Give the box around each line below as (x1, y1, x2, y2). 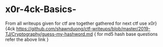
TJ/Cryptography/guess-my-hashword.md (5, 31, 93, 37)
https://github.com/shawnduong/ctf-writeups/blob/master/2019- (16, 25, 150, 31)
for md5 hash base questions (97, 31, 158, 37)
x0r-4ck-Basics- (5, 4, 77, 15)
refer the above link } (5, 36, 49, 42)
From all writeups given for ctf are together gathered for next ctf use (5, 20, 147, 26)
